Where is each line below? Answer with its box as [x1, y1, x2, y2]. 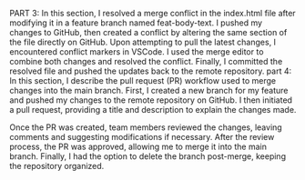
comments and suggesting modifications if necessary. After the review [9, 132, 275, 142]
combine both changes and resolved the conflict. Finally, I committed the [9, 56, 283, 66]
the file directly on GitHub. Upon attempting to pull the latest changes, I [9, 36, 276, 47]
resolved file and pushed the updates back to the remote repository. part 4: [9, 65, 292, 76]
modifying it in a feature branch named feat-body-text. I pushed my [9, 17, 262, 28]
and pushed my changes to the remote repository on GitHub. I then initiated [9, 95, 293, 105]
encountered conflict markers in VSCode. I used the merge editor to [9, 46, 264, 57]
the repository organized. [9, 161, 105, 171]
